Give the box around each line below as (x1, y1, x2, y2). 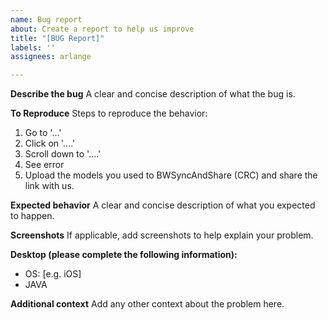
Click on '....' (24, 137, 76, 150)
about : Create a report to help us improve (10, 24, 195, 34)
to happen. (10, 210, 55, 222)
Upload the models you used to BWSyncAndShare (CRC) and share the (24, 169, 318, 181)
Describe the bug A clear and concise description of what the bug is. (10, 88, 296, 100)
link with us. (24, 180, 75, 192)
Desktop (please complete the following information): (10, 249, 238, 261)
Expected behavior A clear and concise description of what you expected (10, 199, 316, 211)
